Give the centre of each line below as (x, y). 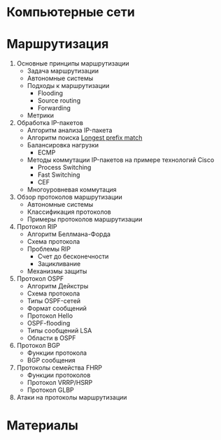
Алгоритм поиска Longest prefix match (85, 138)
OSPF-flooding (49, 323)
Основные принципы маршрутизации (73, 64)
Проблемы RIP (49, 249)
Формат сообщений (57, 309)
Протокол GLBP (50, 390)
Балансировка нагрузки (63, 145)
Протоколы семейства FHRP (59, 368)
